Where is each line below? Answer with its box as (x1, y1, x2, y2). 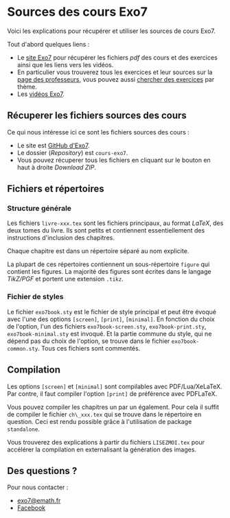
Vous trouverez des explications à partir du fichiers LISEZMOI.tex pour (7, 438, 205, 446)
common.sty (7, 345, 38, 352)
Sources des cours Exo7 (7, 4, 148, 20)
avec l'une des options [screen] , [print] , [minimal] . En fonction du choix (7, 315, 215, 323)
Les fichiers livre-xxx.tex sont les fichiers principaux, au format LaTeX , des (7, 219, 224, 227)
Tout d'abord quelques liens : (7, 40, 90, 48)
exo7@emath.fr (16, 497, 61, 505)
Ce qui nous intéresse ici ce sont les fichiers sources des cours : (7, 128, 190, 136)
